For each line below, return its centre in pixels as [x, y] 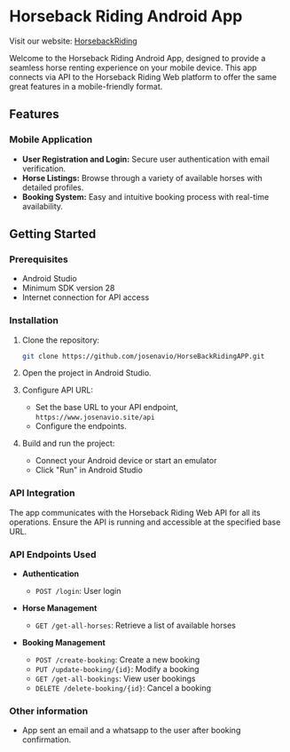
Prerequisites [39, 259]
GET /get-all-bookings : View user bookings [115, 679]
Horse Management [59, 608]
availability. [43, 206]
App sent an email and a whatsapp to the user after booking [131, 731]
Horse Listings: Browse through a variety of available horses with [142, 178]
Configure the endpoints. [81, 426]
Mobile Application [51, 139]
